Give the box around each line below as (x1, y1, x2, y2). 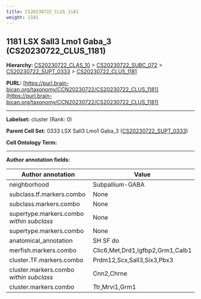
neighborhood (9, 181, 50, 189)
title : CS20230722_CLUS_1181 (6, 8, 79, 15)
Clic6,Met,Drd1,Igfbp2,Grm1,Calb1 (92, 246, 192, 255)
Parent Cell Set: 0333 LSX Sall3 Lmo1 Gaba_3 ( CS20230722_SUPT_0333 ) (6, 127, 188, 135)
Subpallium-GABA (92, 181, 145, 189)
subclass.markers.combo (9, 200, 80, 208)
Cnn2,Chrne (92, 270, 127, 278)
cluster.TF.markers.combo (9, 256, 84, 264)
